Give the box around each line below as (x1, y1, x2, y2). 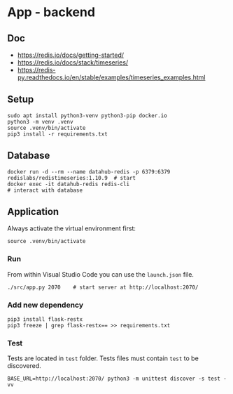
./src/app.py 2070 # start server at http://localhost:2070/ (7, 284, 199, 291)
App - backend (7, 4, 96, 20)
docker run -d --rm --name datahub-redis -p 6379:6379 (7, 168, 171, 176)
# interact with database (7, 187, 83, 194)
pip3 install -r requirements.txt (7, 131, 108, 138)
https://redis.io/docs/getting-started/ (17, 51, 125, 59)
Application (7, 206, 59, 218)
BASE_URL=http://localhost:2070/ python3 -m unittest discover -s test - (7, 375, 227, 383)
